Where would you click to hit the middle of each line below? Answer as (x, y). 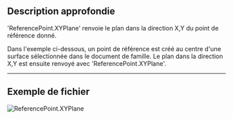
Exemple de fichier (49, 92)
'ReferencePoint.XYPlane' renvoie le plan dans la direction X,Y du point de (113, 28)
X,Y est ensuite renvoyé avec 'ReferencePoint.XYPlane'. (87, 63)
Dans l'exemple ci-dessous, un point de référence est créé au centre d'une (114, 48)
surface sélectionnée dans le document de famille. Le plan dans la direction (115, 56)
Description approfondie (61, 11)
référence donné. (32, 35)
